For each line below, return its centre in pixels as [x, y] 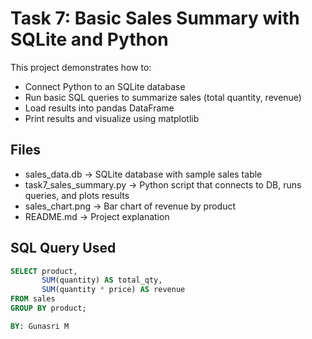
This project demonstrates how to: [81, 67]
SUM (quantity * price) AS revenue [113, 290]
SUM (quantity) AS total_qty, [102, 280]
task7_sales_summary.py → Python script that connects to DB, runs [163, 184]
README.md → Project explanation [97, 216]
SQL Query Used [63, 248]
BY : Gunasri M [40, 326]
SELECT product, [44, 271]
